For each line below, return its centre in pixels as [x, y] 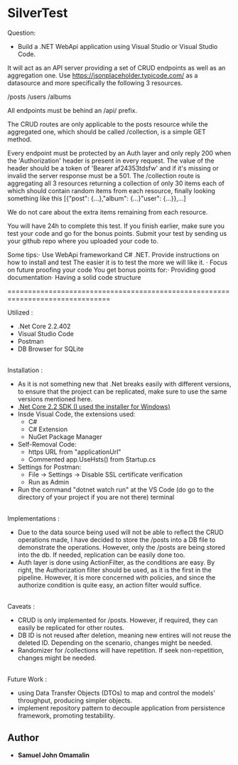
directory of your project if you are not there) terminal [96, 497]
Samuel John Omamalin [54, 755]
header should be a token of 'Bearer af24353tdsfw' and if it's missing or [113, 168]
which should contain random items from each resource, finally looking [111, 190]
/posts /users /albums [39, 97]
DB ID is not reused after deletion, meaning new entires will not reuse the [124, 635]
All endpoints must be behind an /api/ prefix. [72, 110]
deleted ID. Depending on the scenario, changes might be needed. [115, 642]
